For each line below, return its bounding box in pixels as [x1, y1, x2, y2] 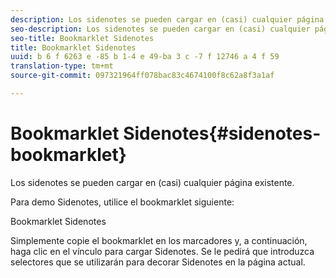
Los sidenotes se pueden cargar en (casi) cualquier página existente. [10, 176, 295, 188]
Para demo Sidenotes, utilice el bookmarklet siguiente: [10, 196, 235, 208]
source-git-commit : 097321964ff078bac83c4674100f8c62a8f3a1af [10, 71, 275, 81]
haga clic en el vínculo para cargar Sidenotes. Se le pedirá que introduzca [10, 245, 315, 257]
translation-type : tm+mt [10, 61, 114, 71]
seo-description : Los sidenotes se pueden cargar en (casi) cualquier [10, 24, 311, 34]
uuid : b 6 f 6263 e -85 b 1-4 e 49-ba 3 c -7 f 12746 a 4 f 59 [10, 52, 280, 62]
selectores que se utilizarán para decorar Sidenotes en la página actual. [10, 256, 306, 268]
